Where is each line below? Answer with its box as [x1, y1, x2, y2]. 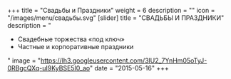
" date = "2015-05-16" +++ [89, 64, 169, 72]
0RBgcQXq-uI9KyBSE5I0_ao [7, 64, 91, 72]
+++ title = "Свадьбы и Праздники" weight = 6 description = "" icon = [7, 6, 215, 14]
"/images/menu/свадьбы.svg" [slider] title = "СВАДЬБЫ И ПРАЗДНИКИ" [7, 14, 225, 22]
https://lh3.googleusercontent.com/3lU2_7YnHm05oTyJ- [40, 56, 207, 65]
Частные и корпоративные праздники [17, 43, 134, 51]
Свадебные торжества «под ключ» [17, 35, 125, 43]
